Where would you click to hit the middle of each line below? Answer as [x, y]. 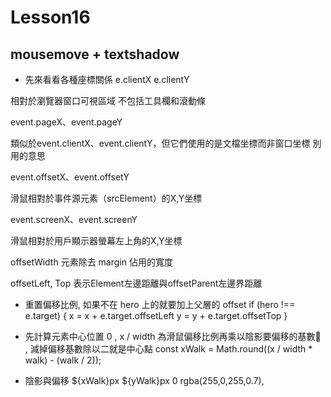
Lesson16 [50, 17]
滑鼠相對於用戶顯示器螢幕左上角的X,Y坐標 [96, 240]
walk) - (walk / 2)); [63, 360]
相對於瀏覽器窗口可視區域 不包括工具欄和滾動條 [108, 100]
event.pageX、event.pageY [66, 122]
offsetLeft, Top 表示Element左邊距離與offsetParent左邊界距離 [136, 283]
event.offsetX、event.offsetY [70, 177]
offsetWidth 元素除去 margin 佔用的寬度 [91, 262]
